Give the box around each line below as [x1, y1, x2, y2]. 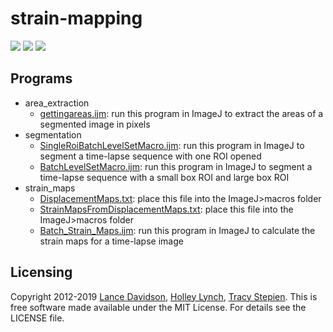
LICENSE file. [10, 312, 65, 324]
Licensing [10, 264, 73, 281]
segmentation [24, 128, 82, 141]
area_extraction [24, 97, 90, 109]
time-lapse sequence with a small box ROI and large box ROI [39, 171, 290, 183]
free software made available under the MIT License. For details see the [10, 301, 307, 313]
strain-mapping [10, 7, 143, 30]
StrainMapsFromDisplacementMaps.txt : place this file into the [39, 203, 294, 215]
